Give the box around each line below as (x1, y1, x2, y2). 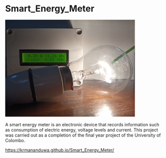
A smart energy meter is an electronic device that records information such (5, 121, 160, 127)
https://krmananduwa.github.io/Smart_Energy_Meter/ (5, 147, 115, 153)
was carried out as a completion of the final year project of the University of (5, 132, 161, 138)
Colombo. (5, 137, 25, 143)
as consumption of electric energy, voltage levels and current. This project (5, 127, 159, 133)
